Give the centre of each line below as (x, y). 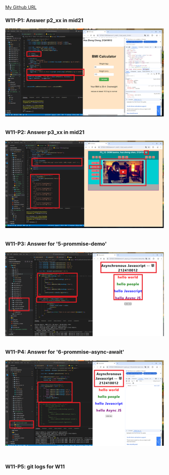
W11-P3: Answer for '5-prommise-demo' (56, 244)
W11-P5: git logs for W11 (35, 466)
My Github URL (21, 7)
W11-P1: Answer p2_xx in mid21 (45, 20)
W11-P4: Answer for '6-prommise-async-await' (65, 352)
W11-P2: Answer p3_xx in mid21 (45, 132)
